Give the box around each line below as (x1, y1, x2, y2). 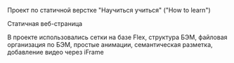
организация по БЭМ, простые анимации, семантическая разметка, (7, 41, 213, 48)
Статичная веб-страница (7, 20, 83, 27)
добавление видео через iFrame (7, 48, 104, 56)
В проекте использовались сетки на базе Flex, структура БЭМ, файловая (7, 33, 228, 41)
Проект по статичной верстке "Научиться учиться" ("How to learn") (7, 6, 211, 14)
